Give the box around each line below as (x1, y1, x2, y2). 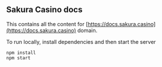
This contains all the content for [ (6, 20, 88, 27)
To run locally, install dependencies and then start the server (6, 38, 156, 45)
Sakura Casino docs (6, 5, 83, 15)
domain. (77, 27, 98, 34)
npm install (6, 50, 36, 56)
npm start (6, 55, 31, 61)
